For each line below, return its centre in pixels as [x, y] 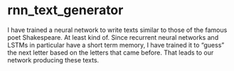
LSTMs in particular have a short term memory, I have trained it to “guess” [116, 45]
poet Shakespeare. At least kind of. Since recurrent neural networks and [113, 37]
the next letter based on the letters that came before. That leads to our [111, 53]
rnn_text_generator [65, 10]
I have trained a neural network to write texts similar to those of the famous [117, 30]
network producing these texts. [53, 60]
